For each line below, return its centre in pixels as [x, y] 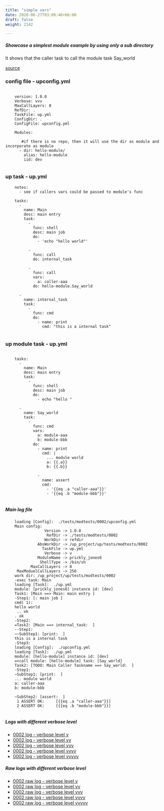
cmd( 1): [24, 603]
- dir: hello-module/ [42, 150]
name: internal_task [46, 300]
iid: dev [33, 160]
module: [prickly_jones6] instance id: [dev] [64, 589]
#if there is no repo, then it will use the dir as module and [90, 142]
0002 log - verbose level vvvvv [46, 757]
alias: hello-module [46, 155]
